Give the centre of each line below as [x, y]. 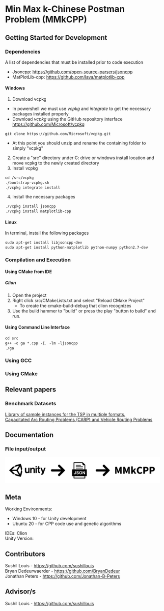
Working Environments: [29, 509]
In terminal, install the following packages [47, 233]
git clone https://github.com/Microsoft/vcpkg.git [58, 134]
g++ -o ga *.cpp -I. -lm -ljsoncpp [41, 343]
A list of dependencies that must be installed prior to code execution [74, 62]
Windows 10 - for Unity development [49, 519]
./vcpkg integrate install [33, 188]
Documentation [29, 435]
